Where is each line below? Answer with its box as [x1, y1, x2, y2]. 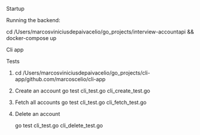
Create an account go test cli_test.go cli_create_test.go [14, 87, 151, 94]
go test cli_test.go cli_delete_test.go [14, 122, 103, 129]
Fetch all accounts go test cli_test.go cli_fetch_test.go [14, 99, 147, 106]
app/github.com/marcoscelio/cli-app [14, 76, 106, 82]
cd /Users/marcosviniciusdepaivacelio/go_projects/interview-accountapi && [6, 28, 195, 35]
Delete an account [14, 111, 60, 117]
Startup [6, 5, 25, 12]
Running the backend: [6, 17, 60, 23]
